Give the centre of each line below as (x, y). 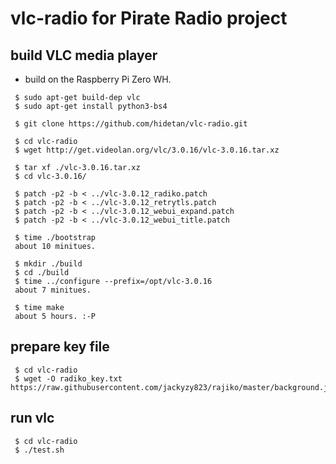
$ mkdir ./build (48, 264)
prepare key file (60, 347)
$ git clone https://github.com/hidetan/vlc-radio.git (131, 124)
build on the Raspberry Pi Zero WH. (98, 79)
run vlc (32, 418)
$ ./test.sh (39, 450)
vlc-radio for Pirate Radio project (149, 18)
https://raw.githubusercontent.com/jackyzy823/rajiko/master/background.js (171, 387)
